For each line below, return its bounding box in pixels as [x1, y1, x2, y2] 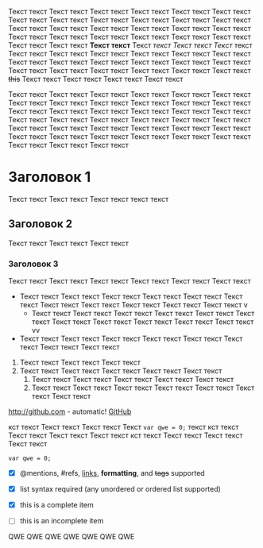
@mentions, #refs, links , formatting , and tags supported [19, 469, 205, 478]
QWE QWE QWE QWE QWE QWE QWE [8, 532, 135, 542]
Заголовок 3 [8, 258, 59, 269]
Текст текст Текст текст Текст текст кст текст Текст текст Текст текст [8, 430, 244, 440]
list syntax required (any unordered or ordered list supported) [19, 484, 221, 494]
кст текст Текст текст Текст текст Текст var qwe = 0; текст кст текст [8, 423, 239, 432]
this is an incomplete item [19, 516, 104, 526]
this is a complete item [19, 500, 94, 510]
